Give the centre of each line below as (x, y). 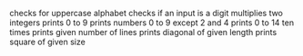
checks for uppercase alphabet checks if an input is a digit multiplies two (146, 13)
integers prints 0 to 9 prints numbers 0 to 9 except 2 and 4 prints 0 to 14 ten (151, 23)
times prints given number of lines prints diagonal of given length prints (143, 32)
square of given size (48, 42)
